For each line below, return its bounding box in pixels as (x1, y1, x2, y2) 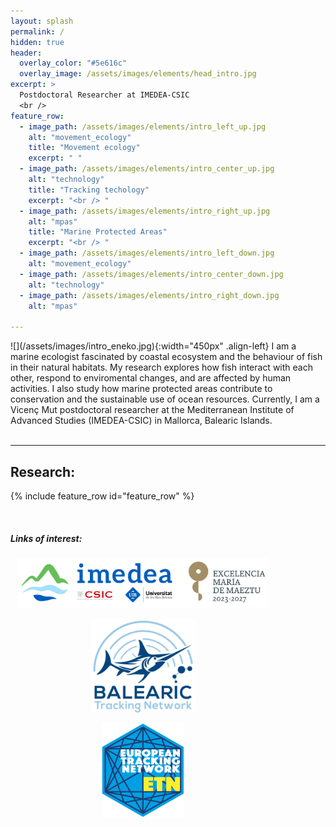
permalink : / (10, 26, 65, 37)
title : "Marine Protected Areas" (28, 227, 168, 237)
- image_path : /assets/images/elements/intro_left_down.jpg (19, 248, 275, 259)
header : (10, 48, 43, 58)
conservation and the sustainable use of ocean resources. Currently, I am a (10, 393, 320, 405)
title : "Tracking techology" (28, 185, 150, 195)
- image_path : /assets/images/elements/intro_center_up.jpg (19, 164, 275, 174)
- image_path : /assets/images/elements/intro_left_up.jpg (19, 121, 267, 132)
